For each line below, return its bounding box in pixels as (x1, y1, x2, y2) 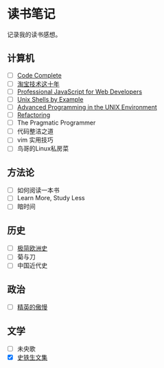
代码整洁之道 (16, 127, 54, 136)
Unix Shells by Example (16, 95, 84, 103)
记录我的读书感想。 (7, 30, 62, 39)
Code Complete (16, 71, 62, 79)
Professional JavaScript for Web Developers (16, 87, 143, 96)
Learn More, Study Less (16, 194, 85, 202)
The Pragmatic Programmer (16, 118, 96, 127)
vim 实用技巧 (16, 136, 54, 144)
